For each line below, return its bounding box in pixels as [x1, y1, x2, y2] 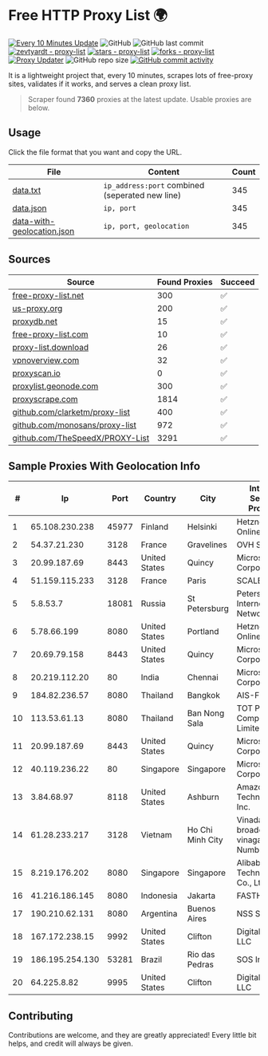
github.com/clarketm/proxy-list [12, 406, 130, 417]
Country [144, 493, 177, 504]
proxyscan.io [12, 368, 61, 379]
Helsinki [187, 522, 218, 533]
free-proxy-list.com [12, 329, 89, 340]
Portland [187, 626, 219, 637]
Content [148, 166, 180, 177]
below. [27, 103, 50, 112]
